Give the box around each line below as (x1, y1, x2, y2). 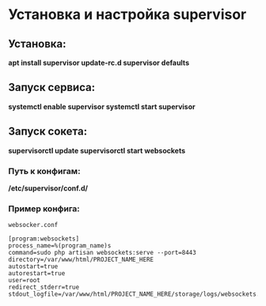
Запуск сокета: (8, 125, 88, 138)
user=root (8, 277, 41, 285)
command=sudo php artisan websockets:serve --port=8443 (8, 249, 196, 257)
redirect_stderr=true (8, 283, 80, 292)
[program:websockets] (8, 235, 80, 243)
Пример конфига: (8, 203, 81, 214)
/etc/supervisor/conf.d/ (8, 183, 89, 193)
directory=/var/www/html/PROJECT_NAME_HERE (8, 255, 154, 264)
